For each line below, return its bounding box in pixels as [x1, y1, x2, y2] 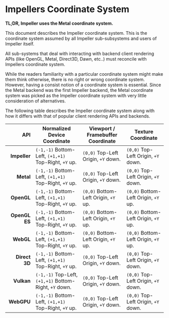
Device [48, 131, 65, 138]
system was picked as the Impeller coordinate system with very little [5, 92, 147, 98]
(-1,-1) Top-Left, [35, 271, 78, 278]
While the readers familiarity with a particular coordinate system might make [5, 71, 163, 77]
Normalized [42, 125, 71, 132]
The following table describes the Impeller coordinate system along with [5, 108, 155, 114]
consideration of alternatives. [5, 97, 66, 104]
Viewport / [89, 125, 116, 132]
